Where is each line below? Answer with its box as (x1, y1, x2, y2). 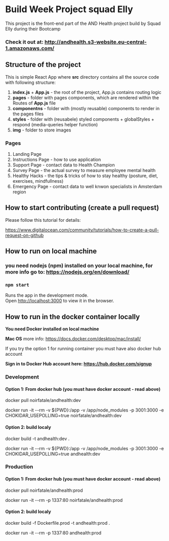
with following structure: (5, 79, 56, 85)
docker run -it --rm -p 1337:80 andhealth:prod (5, 529, 102, 536)
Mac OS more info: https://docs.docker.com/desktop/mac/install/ (5, 336, 141, 342)
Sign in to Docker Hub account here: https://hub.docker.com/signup (5, 361, 152, 367)
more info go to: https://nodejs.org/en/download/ (5, 268, 130, 276)
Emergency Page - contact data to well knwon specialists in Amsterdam (12, 183, 162, 189)
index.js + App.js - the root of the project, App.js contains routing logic (12, 89, 162, 95)
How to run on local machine (5, 247, 97, 256)
